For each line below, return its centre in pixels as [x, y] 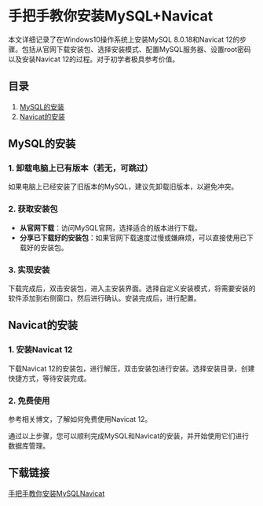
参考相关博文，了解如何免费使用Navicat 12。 [80, 419]
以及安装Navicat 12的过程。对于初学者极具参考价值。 [94, 59]
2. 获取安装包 [33, 209]
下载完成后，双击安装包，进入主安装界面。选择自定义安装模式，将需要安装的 [132, 289]
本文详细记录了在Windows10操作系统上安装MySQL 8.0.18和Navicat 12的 [124, 39]
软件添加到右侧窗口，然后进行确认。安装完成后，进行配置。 [104, 298]
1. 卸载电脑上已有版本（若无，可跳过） [80, 168]
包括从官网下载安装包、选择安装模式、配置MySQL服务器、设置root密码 [136, 49]
